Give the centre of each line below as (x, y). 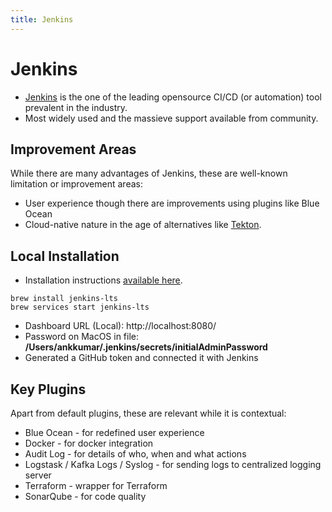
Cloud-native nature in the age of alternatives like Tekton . (143, 225)
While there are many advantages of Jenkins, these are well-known (149, 173)
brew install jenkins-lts (64, 299)
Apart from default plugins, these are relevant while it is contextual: (148, 413)
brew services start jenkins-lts (80, 307)
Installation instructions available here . (103, 280)
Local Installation (65, 256)
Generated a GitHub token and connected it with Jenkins (141, 358)
